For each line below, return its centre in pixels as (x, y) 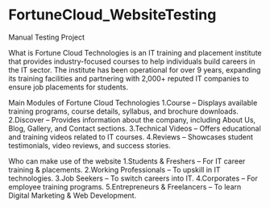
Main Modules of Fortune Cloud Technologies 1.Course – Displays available (133, 102)
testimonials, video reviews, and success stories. (89, 145)
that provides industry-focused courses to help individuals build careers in (132, 61)
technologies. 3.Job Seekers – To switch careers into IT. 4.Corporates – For (133, 178)
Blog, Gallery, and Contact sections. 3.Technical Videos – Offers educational (135, 128)
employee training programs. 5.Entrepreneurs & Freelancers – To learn (125, 186)
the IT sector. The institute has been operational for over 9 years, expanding (135, 69)
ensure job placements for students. (69, 87)
